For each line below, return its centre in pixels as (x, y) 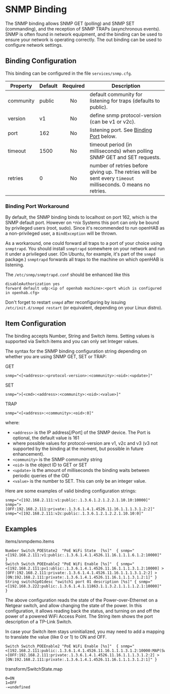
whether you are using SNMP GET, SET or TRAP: (56, 356)
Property (21, 86)
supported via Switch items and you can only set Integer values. (72, 341)
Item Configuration (36, 324)
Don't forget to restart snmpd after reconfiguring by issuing (66, 302)
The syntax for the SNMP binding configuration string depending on (76, 351)
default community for (116, 94)
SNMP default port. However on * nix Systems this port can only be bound (82, 223)
